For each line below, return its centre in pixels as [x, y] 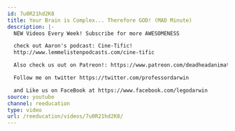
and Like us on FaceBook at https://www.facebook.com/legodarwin [111, 90]
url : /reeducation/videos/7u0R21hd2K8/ [65, 116]
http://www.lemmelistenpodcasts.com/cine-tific [84, 53]
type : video [24, 110]
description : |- [31, 27]
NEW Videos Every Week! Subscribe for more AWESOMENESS [97, 33]
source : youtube [31, 97]
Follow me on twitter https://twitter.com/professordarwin [101, 78]
